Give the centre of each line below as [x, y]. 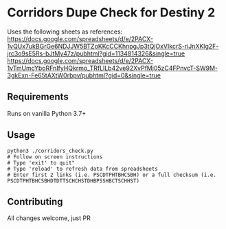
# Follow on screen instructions [55, 157]
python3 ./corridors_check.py [50, 151]
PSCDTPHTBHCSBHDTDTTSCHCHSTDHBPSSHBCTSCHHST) [73, 181]
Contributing [35, 201]
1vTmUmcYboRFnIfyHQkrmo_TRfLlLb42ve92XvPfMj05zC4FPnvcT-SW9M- [113, 68]
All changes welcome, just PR [49, 218]
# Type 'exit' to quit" [41, 162]
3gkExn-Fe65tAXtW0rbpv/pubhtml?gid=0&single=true [84, 75]
